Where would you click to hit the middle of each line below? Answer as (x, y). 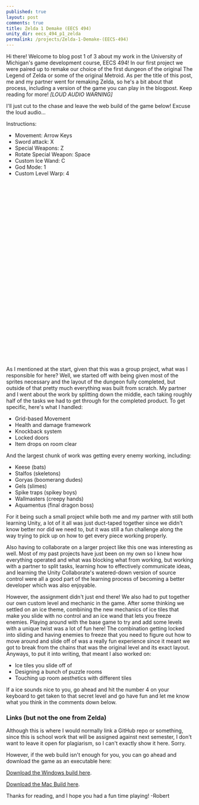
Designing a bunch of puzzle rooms (58, 672)
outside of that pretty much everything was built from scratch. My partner (97, 388)
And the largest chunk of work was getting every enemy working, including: (99, 456)
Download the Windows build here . (49, 773)
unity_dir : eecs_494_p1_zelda (44, 34)
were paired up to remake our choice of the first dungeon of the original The (99, 69)
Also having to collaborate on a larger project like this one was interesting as (99, 547)
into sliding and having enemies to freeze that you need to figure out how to (99, 635)
